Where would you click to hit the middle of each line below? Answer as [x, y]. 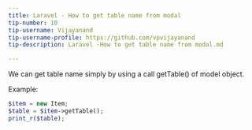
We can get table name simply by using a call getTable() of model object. [126, 74]
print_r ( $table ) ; [37, 118]
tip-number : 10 [33, 23]
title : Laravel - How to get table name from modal [94, 15]
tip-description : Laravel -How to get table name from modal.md [116, 45]
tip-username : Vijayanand [50, 30]
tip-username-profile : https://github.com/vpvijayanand [102, 37]
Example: [23, 89]
